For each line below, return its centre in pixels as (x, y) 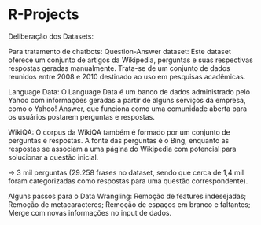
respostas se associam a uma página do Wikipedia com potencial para (122, 149)
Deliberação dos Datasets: (51, 36)
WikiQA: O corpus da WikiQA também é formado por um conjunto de (119, 132)
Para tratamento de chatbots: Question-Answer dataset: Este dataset (120, 51)
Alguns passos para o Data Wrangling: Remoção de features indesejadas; (127, 196)
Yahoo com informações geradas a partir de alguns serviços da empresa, (127, 100)
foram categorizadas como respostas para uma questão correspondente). (128, 181)
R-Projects (44, 15)
